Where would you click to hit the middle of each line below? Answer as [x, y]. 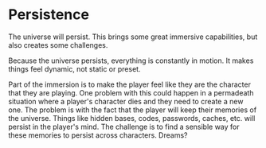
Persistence [49, 15]
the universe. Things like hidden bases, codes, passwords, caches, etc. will [132, 118]
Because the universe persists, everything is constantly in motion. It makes [131, 60]
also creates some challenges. [58, 45]
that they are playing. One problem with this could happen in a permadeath [131, 92]
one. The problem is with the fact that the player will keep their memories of [133, 110]
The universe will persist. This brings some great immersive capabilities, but [133, 37]
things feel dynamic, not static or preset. [74, 68]
